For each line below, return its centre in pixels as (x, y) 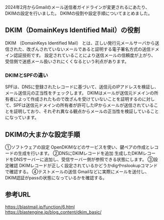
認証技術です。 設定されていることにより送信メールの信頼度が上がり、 (84, 55)
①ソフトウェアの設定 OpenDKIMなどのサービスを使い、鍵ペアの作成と (78, 147)
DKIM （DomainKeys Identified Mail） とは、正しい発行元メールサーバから (80, 43)
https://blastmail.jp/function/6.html (40, 207)
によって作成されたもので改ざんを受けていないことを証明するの (78, 99)
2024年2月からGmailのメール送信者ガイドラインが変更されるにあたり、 (78, 7)
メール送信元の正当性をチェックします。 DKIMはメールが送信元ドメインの (80, 93)
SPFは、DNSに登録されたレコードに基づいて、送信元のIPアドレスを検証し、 (82, 87)
